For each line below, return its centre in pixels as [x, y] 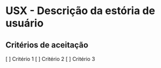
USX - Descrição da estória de [80, 11]
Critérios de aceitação [47, 45]
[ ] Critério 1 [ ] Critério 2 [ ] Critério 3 [50, 59]
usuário [25, 23]
